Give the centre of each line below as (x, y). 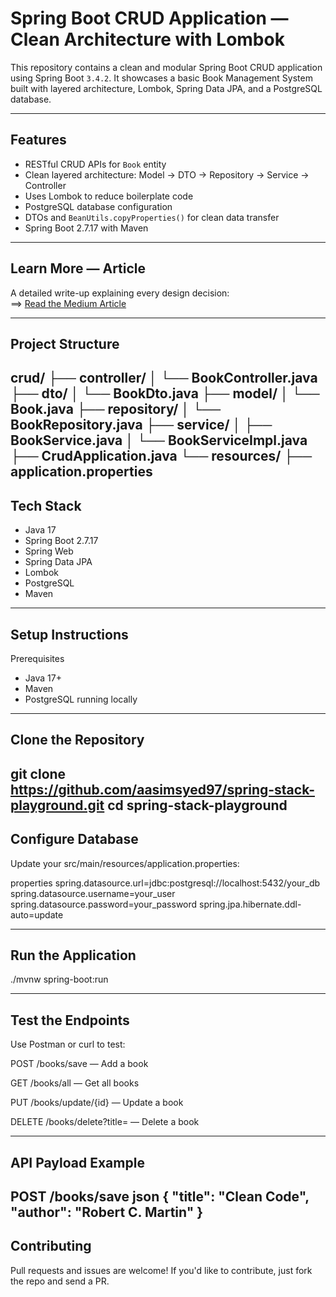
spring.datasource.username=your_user (93, 893)
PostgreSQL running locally (81, 699)
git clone (38, 773)
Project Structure (65, 343)
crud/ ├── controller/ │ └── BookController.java (164, 378)
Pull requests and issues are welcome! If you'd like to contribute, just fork (161, 1270)
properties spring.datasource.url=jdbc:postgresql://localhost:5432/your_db (165, 883)
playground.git (57, 805)
